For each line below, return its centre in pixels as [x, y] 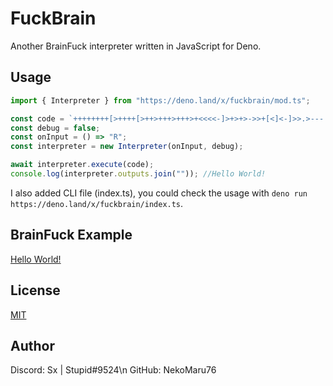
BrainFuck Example [71, 235]
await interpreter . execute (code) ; [82, 165]
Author [32, 345]
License [35, 290]
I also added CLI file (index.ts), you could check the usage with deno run [159, 193]
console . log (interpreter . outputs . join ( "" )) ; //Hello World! [138, 174]
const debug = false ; [55, 128]
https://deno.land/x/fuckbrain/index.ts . [97, 203]
